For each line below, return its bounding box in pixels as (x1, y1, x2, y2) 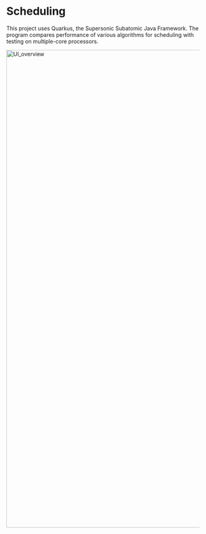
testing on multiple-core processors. (6, 37, 99, 45)
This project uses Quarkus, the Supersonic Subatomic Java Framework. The (6, 25, 199, 32)
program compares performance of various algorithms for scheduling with (6, 31, 194, 38)
